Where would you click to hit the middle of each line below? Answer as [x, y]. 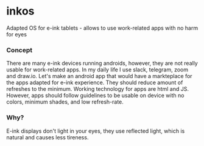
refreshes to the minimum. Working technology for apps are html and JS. [97, 89]
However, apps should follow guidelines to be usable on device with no [95, 96]
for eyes [17, 34]
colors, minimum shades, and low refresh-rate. [65, 102]
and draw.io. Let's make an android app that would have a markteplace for [100, 76]
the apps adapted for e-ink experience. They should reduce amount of [95, 82]
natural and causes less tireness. [47, 137]
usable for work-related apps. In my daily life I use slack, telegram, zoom [97, 70]
